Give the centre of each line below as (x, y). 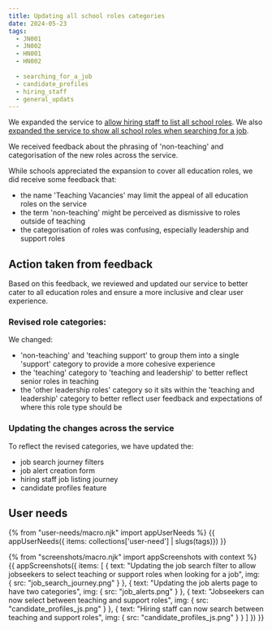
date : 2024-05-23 (38, 24)
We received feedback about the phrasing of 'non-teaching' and (116, 146)
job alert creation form (58, 470)
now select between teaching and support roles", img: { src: (108, 600)
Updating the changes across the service (91, 428)
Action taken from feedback (80, 264)
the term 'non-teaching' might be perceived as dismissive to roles (130, 213)
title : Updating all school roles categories (86, 16)
